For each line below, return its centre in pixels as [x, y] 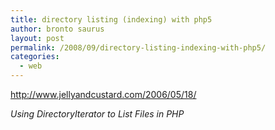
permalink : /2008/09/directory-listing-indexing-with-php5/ [138, 47]
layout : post [37, 38]
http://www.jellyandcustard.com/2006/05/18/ [103, 94]
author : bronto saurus [57, 29]
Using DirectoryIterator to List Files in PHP [97, 114]
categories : [35, 57]
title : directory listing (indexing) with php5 [111, 19]
